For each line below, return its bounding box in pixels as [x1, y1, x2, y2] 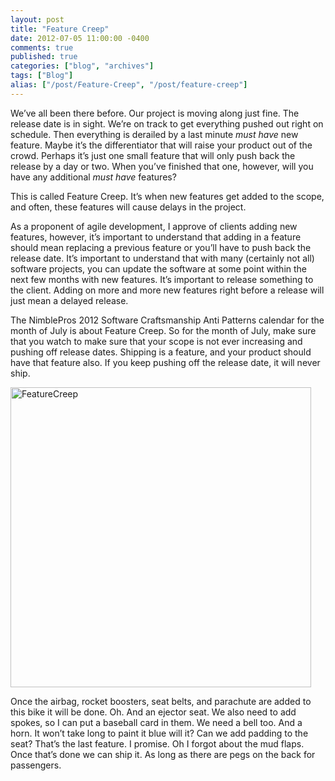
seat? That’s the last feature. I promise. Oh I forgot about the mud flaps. [10, 737, 305, 750]
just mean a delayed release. [10, 294, 129, 306]
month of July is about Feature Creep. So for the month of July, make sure [10, 324, 317, 336]
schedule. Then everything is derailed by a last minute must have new [10, 128, 299, 140]
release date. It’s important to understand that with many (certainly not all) [10, 252, 315, 264]
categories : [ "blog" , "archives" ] [10, 61, 155, 71]
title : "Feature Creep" [10, 24, 110, 34]
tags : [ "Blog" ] [10, 71, 74, 81]
